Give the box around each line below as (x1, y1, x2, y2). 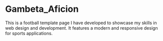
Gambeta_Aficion (5, 3, 79, 15)
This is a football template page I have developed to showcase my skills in (5, 20, 157, 26)
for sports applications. (5, 30, 53, 36)
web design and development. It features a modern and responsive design (5, 25, 158, 31)
